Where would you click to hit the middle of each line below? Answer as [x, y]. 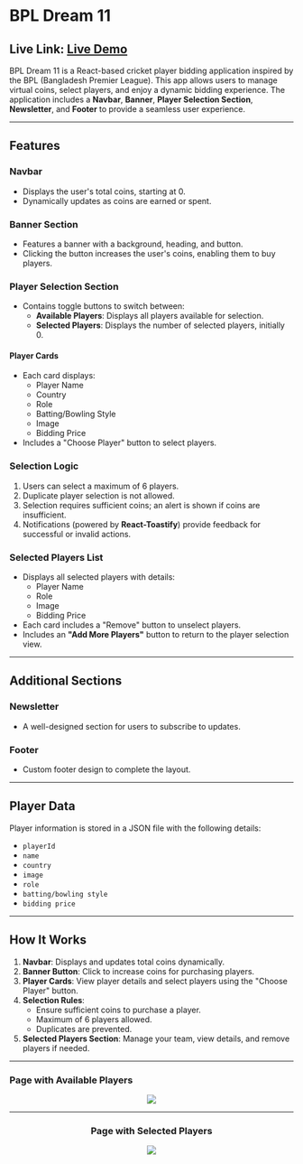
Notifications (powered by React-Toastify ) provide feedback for [142, 524]
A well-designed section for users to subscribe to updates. [131, 726]
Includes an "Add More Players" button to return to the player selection [156, 635]
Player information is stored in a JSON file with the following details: [135, 828]
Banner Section [44, 224]
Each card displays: [59, 376]
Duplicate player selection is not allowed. [98, 495]
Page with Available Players [71, 1080]
